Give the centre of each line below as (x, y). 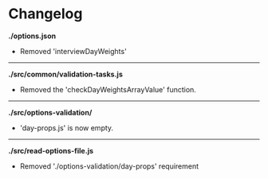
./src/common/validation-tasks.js (66, 74)
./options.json (32, 36)
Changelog (45, 14)
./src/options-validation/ (50, 112)
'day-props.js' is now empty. (67, 127)
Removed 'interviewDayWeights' (73, 51)
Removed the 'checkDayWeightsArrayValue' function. (108, 89)
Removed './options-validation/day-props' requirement (109, 166)
